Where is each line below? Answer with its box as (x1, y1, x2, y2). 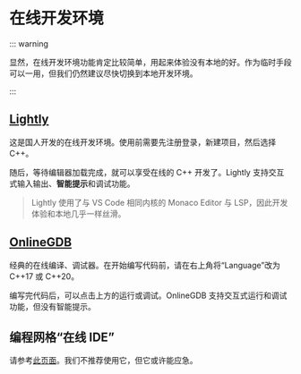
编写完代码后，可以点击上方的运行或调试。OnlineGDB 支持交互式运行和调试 (9, 290, 288, 301)
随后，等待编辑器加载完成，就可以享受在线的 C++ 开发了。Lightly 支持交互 (9, 166, 285, 177)
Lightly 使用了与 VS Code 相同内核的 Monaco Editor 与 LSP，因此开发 (30, 197, 288, 208)
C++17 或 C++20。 (9, 270, 79, 282)
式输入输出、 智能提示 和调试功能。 (9, 178, 135, 189)
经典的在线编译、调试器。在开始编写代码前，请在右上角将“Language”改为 (9, 259, 280, 270)
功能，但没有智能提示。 (9, 301, 96, 311)
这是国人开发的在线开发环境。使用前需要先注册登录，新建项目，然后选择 (9, 136, 276, 148)
